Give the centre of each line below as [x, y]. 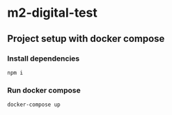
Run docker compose [44, 90]
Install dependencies [44, 59]
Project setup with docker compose [86, 39]
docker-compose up [34, 105]
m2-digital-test [52, 13]
